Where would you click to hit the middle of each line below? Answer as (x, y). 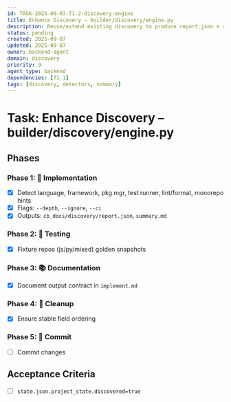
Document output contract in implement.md (77, 285)
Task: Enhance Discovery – (86, 118)
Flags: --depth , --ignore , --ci (59, 208)
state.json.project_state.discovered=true (79, 391)
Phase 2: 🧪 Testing (39, 234)
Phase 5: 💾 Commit (40, 337)
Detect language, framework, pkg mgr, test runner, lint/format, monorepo (120, 193)
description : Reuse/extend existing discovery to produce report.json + (113, 26)
